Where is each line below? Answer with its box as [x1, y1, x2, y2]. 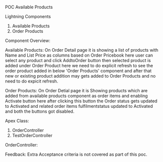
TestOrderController [12, 133, 53, 138]
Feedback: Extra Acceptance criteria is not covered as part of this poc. [5, 151, 147, 157]
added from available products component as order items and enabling [5, 93, 148, 99]
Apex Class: [5, 118, 29, 123]
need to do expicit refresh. [5, 78, 59, 84]
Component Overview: [5, 38, 50, 43]
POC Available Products [5, 4, 53, 10]
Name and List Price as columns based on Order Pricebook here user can [5, 52, 153, 58]
